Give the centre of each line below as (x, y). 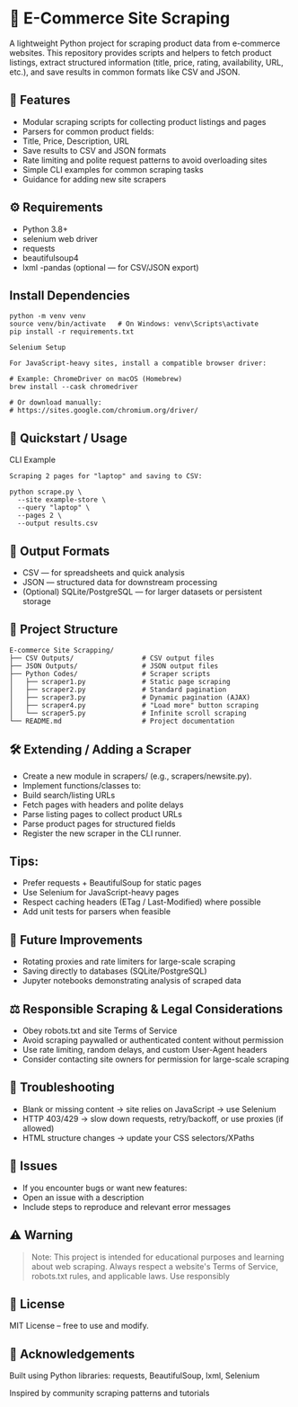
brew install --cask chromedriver (74, 387)
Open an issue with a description (83, 1197)
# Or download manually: (56, 403)
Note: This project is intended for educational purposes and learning (158, 1257)
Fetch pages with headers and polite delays (103, 805)
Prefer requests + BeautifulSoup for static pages (112, 883)
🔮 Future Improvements (76, 940)
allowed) (38, 1128)
